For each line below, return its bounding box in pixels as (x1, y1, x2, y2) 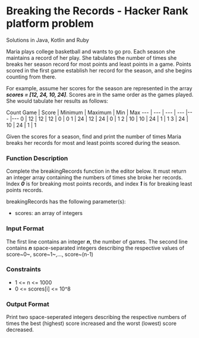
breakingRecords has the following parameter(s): (6, 198, 126, 206)
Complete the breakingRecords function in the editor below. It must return (6, 168, 187, 175)
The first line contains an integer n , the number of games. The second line (6, 238, 188, 245)
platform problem (6, 17, 94, 30)
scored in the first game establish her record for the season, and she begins (6, 67, 192, 74)
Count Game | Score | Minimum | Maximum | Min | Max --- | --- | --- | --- (6, 109, 185, 116)
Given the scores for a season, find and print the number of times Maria (6, 132, 182, 140)
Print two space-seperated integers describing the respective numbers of (6, 314, 187, 321)
